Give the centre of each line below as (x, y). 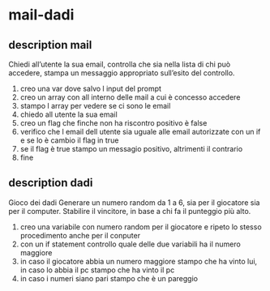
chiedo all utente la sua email (69, 114)
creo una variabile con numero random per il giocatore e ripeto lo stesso (141, 227)
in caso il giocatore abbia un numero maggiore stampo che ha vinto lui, (139, 261)
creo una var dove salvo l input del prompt (91, 88)
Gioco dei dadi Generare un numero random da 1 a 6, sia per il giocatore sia (134, 202)
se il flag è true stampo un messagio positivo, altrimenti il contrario (131, 149)
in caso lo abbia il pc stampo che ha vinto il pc (97, 270)
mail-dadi (41, 15)
